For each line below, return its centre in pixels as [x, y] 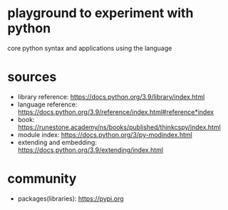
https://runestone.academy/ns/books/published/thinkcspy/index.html [119, 127]
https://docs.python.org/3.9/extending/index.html [90, 150]
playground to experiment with [100, 13]
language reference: [47, 104]
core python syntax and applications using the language [90, 48]
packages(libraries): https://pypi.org [71, 199]
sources [32, 77]
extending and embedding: [57, 142]
